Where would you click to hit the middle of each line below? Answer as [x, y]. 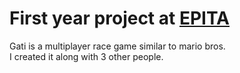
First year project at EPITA [120, 18]
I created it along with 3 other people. [86, 56]
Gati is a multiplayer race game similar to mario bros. [117, 46]
